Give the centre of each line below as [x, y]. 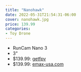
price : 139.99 [20, 24]
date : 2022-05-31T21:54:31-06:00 [41, 15]
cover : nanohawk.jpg [27, 19]
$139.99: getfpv [29, 59]
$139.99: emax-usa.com [38, 64]
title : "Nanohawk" [25, 10]
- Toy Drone [18, 33]
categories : [18, 29]
